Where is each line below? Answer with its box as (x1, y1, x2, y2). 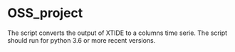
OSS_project (7, 5, 83, 21)
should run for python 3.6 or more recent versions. (7, 36, 156, 44)
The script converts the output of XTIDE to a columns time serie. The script (7, 28, 228, 37)
